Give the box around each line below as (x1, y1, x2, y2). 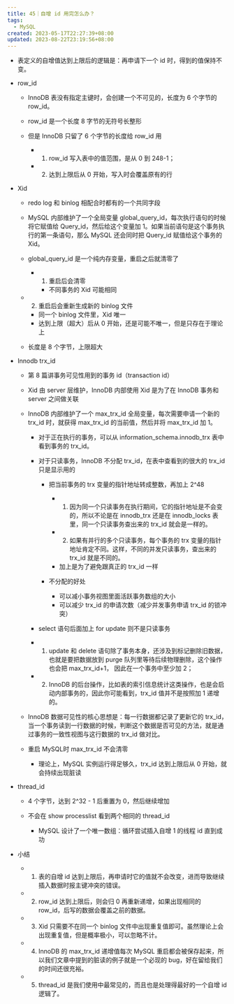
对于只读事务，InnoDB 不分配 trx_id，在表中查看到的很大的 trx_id (38, 457, 226, 465)
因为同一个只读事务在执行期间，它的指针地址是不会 (69, 502, 217, 511)
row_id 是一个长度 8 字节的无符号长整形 (27, 117, 142, 126)
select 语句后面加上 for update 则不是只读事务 (38, 625, 171, 633)
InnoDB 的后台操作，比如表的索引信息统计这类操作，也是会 (48, 681, 219, 689)
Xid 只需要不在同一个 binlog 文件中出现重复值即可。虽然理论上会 (38, 922, 224, 931)
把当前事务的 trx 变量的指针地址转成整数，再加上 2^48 (48, 480, 205, 489)
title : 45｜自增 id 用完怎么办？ (7, 10, 96, 17)
